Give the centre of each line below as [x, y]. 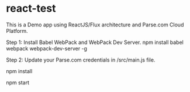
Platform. [17, 30]
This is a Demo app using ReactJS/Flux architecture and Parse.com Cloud [95, 25]
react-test [31, 8]
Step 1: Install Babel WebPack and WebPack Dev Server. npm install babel [95, 42]
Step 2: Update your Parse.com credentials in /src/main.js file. [81, 60]
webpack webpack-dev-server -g [47, 48]
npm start [18, 82]
